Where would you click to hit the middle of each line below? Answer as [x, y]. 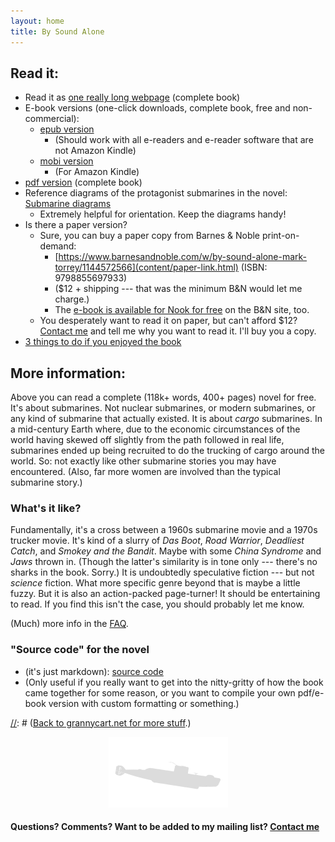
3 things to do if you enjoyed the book [103, 342]
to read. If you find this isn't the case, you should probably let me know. [157, 604]
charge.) [72, 299]
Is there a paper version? [76, 225]
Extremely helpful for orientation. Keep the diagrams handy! [163, 214]
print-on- [280, 236]
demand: [58, 246]
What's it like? [46, 508]
